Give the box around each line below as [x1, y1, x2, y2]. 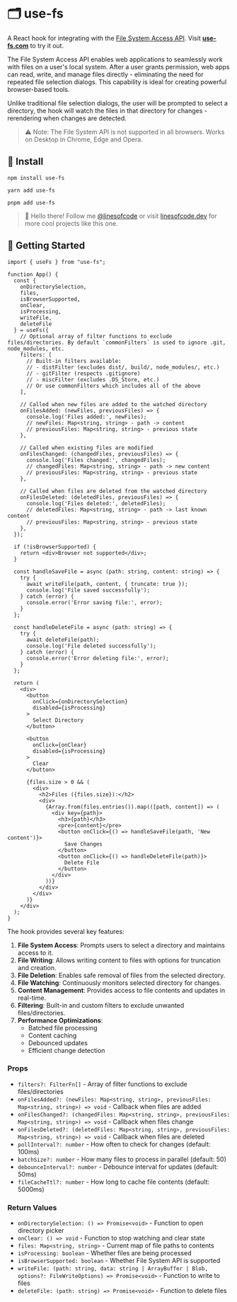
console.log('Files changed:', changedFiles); [25, 456, 166, 463]
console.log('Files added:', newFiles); [25, 413, 147, 420]
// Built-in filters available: [25, 357, 122, 364]
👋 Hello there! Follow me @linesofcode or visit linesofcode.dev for [24, 212, 217, 220]
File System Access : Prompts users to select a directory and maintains [17, 940, 225, 949]
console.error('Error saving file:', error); [25, 599, 163, 606]
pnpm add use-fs [7, 199, 55, 206]
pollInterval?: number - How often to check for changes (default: [17, 1140, 211, 1148]
